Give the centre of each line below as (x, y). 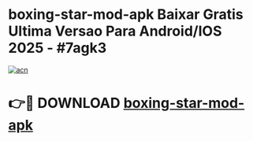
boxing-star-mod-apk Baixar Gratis (126, 15)
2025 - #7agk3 (58, 48)
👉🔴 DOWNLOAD (64, 103)
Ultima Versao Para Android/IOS (115, 31)
